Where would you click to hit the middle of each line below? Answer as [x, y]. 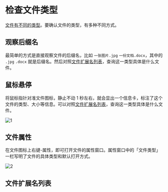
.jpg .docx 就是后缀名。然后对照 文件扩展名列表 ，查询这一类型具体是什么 [80, 61]
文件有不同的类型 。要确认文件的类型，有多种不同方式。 [62, 25]
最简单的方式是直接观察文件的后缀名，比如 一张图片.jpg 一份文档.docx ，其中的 [84, 55]
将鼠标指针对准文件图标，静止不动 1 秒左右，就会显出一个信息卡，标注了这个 [84, 98]
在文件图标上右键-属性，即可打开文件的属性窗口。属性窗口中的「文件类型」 [83, 150]
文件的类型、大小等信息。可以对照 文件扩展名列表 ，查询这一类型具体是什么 [82, 104]
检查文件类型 [32, 10]
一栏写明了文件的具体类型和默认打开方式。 [49, 156]
